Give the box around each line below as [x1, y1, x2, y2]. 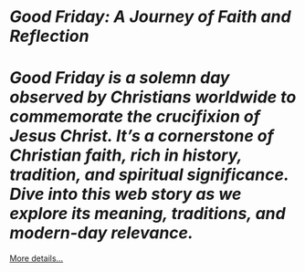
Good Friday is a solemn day [9, 68, 230, 89]
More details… [9, 253, 64, 264]
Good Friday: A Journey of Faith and [9, 6, 291, 27]
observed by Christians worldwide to [9, 87, 297, 108]
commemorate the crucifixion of [9, 107, 260, 127]
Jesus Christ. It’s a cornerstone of [9, 126, 274, 147]
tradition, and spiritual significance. [9, 164, 289, 185]
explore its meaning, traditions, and [9, 204, 286, 225]
